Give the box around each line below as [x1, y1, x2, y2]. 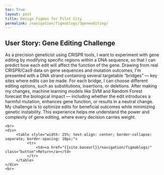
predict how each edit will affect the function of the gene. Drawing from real [5, 62, 158, 68]
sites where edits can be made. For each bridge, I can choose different [5, 78, 148, 84]
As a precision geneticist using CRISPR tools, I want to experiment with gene [5, 52, 160, 58]
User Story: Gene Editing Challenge [5, 39, 116, 47]
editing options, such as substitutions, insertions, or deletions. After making [5, 83, 158, 89]
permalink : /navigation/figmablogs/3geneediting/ [5, 21, 109, 26]
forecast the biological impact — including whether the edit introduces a [5, 93, 151, 99]
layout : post [5, 12, 32, 17]
